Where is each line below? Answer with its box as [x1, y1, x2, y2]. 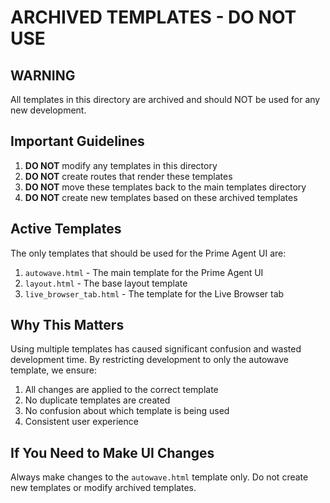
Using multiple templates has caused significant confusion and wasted [10, 343, 302, 355]
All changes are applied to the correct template [24, 384, 219, 396]
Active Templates [10, 221, 122, 238]
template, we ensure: [10, 364, 97, 376]
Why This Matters [10, 317, 125, 334]
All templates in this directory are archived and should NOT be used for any [10, 94, 321, 105]
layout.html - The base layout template [24, 277, 188, 289]
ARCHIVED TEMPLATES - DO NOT [10, 6, 297, 29]
